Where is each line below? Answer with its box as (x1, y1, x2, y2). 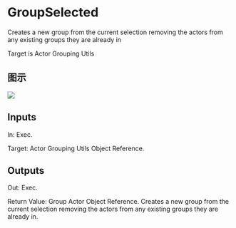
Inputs (7, 111, 37, 123)
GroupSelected (7, 4, 99, 21)
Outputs (7, 165, 45, 177)
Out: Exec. (7, 183, 38, 192)
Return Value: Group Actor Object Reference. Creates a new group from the (7, 197, 230, 206)
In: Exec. (7, 130, 33, 139)
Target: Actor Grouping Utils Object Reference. (7, 144, 145, 152)
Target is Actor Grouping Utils (7, 49, 95, 58)
